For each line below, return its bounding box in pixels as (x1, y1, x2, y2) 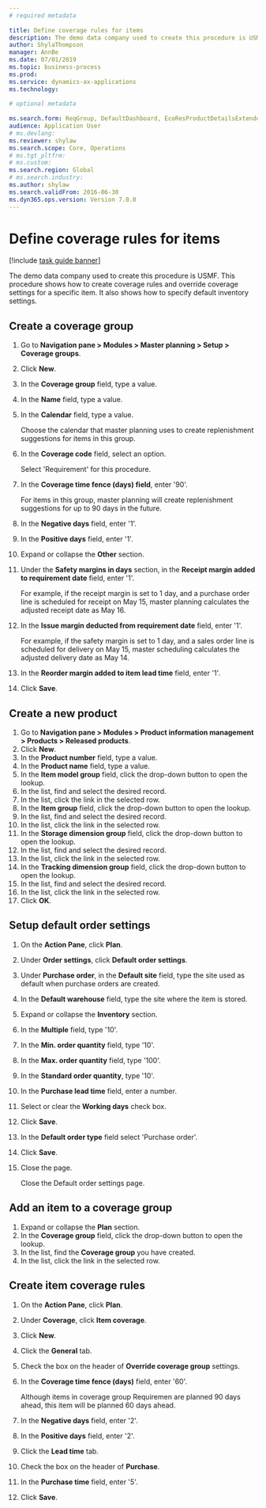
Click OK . (20, 896, 52, 906)
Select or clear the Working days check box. (20, 1101, 167, 1111)
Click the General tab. (20, 1346, 92, 1355)
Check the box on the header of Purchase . (20, 1461, 160, 1471)
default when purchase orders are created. (20, 978, 160, 988)
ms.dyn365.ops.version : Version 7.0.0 (9, 196, 137, 203)
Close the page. (20, 1163, 73, 1172)
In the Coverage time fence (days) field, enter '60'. (20, 1377, 188, 1386)
